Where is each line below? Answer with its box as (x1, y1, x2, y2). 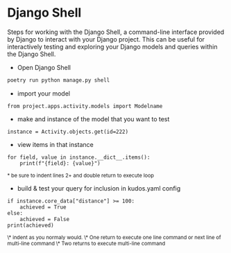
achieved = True (19, 203, 67, 211)
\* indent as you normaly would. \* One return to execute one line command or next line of (7, 234, 221, 241)
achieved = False (19, 216, 70, 223)
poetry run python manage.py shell (7, 76, 110, 84)
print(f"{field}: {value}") (19, 159, 101, 167)
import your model (17, 89, 71, 98)
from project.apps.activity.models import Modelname (7, 103, 163, 110)
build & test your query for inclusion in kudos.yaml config (17, 184, 181, 192)
